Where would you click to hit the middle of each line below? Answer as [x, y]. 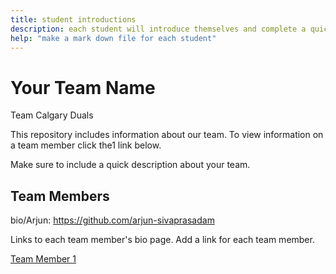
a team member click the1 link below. [86, 145]
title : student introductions [73, 19]
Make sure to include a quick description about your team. [130, 165]
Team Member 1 [43, 259]
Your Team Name [83, 87]
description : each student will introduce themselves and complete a [158, 29]
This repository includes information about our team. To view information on [167, 135]
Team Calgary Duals [52, 115]
